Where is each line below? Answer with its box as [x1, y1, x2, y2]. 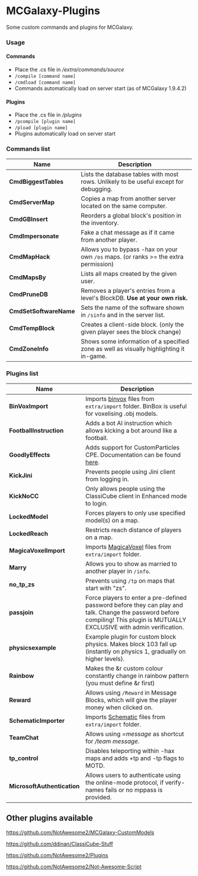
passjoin [9, 608, 34, 616]
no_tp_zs [9, 580, 35, 589]
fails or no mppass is [105, 785, 163, 794]
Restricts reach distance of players [85, 525, 181, 534]
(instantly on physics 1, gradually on [85, 647, 186, 655]
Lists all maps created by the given [80, 269, 177, 277]
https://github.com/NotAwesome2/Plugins [6, 851, 108, 858]
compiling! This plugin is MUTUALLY [85, 616, 187, 624]
